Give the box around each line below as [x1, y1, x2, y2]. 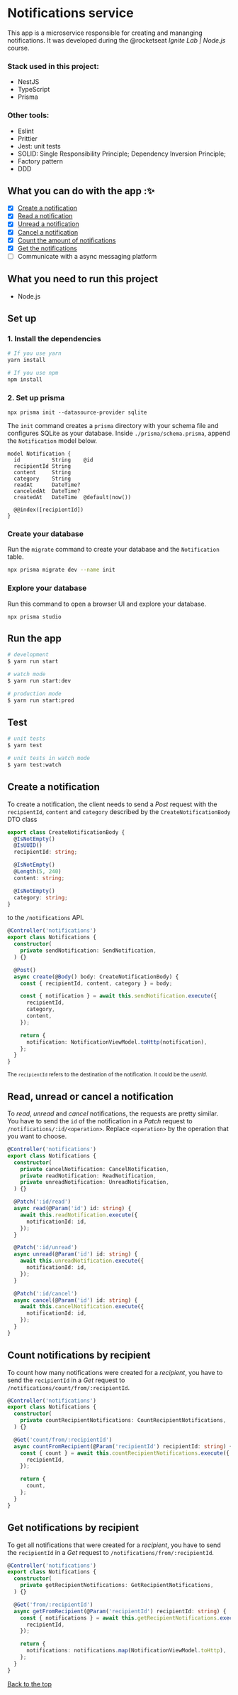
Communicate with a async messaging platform [17, 252, 157, 260]
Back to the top [7, 1679, 52, 1688]
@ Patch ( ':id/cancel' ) [13, 1290, 78, 1297]
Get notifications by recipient [7, 1522, 140, 1534]
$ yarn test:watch [7, 761, 62, 769]
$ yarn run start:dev [7, 677, 72, 684]
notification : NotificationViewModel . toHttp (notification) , [25, 1038, 208, 1046]
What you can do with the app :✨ [7, 185, 155, 197]
